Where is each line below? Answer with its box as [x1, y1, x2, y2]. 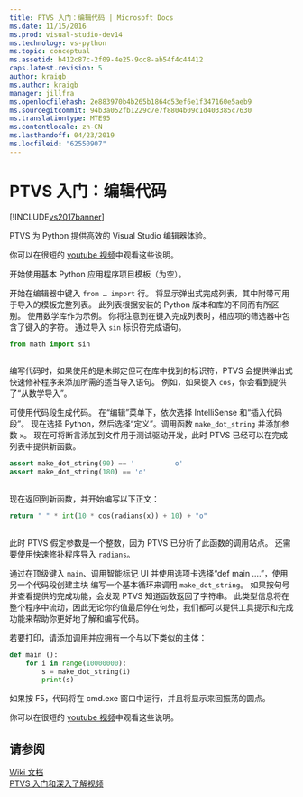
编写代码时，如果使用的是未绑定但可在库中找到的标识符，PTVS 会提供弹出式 [9, 365, 293, 376]
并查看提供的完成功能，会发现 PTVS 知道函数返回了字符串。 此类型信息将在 [9, 590, 290, 601]
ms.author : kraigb [9, 80, 78, 89]
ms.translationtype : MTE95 [9, 114, 111, 123]
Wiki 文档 [9, 767, 44, 778]
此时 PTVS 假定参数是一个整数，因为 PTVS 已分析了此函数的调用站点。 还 [9, 537, 283, 548]
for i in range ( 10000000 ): [25, 659, 127, 668]
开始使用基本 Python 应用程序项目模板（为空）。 [9, 268, 187, 279]
